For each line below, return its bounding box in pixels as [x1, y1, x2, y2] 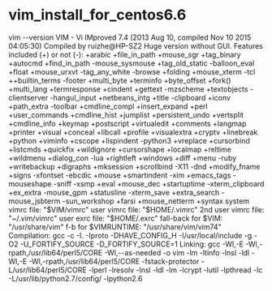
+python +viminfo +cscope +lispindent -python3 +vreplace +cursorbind [8, 135, 250, 145]
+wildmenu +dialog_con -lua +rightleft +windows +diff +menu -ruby [8, 152, 237, 163]
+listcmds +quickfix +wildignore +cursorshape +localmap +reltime [8, 144, 231, 154]
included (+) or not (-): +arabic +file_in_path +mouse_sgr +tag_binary [8, 49, 241, 59]
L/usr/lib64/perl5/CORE [8, 265, 87, 275]
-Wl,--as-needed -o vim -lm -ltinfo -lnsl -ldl [104, 247, 250, 257]
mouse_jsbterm [8, 196, 61, 206]
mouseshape [8, 178, 52, 188]
